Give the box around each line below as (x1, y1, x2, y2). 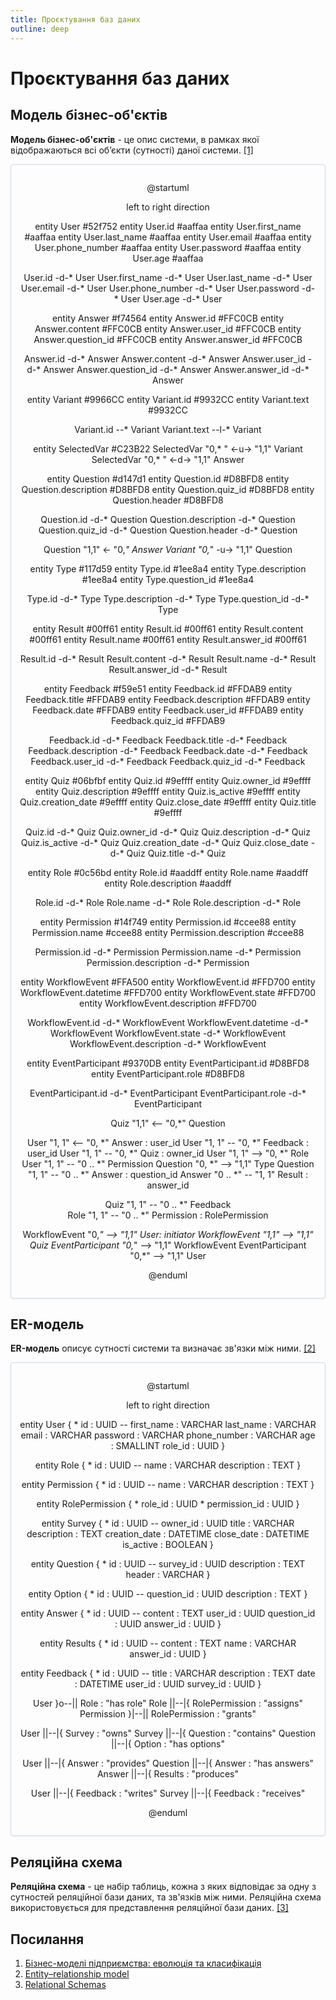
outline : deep (10, 24, 70, 34)
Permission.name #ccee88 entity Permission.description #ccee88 (31, 926, 305, 938)
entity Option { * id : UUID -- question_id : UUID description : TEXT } (28, 1588, 308, 1600)
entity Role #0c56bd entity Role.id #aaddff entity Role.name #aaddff (27, 866, 309, 878)
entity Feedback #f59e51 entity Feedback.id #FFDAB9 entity (43, 682, 293, 695)
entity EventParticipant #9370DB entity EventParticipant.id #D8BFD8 (26, 1057, 310, 1069)
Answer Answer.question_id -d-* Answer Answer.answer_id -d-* (43, 363, 310, 375)
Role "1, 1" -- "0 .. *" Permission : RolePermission (67, 1209, 269, 1221)
